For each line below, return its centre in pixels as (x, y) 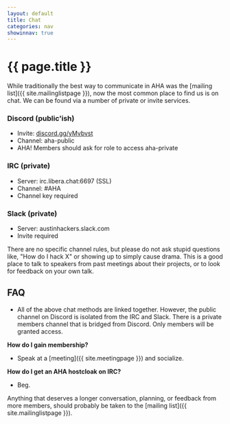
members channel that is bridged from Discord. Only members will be (115, 324)
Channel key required (47, 195)
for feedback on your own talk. (50, 271)
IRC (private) (28, 166)
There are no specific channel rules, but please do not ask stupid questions (114, 250)
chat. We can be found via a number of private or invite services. (99, 101)
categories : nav (30, 26)
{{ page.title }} (49, 67)
